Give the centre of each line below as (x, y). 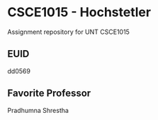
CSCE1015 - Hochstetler (79, 12)
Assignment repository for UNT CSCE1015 (68, 32)
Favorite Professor (49, 94)
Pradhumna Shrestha (38, 110)
